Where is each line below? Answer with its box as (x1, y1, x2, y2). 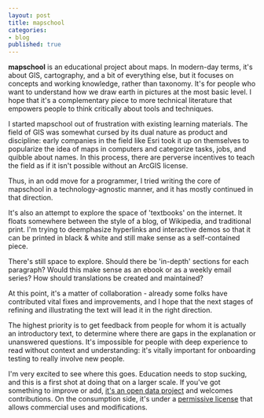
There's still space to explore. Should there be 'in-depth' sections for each (8, 257, 249, 266)
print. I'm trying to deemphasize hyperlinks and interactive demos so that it (8, 225, 251, 234)
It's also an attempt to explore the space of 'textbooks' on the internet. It (8, 208, 243, 218)
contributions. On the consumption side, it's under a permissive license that (8, 394, 253, 404)
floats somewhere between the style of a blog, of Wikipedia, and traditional (8, 217, 251, 226)
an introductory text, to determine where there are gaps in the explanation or (8, 329, 256, 339)
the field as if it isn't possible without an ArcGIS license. (8, 161, 189, 170)
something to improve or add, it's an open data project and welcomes (8, 386, 233, 395)
